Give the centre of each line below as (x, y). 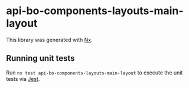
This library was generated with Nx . (49, 40)
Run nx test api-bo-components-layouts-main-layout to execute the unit (94, 73)
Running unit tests (40, 58)
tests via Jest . (23, 79)
